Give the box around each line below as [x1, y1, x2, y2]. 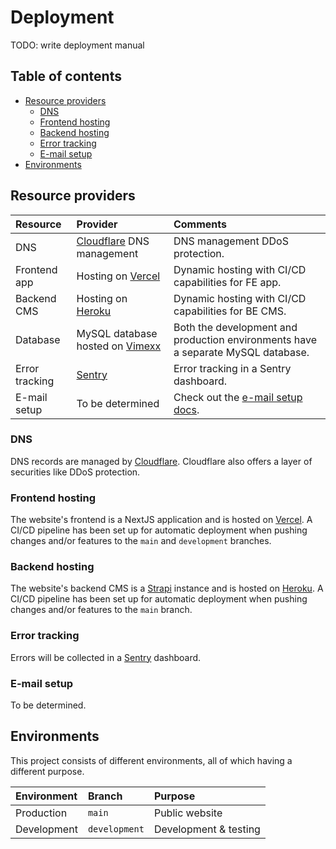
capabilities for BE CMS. [173, 304, 287, 318]
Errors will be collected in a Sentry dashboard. [10, 651, 202, 663]
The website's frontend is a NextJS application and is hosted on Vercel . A [10, 514, 313, 526]
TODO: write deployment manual [10, 39, 145, 51]
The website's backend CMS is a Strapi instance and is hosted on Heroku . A [10, 582, 324, 595]
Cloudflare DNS [76, 234, 150, 248]
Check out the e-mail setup [173, 390, 303, 404]
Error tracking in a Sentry [173, 361, 292, 375]
